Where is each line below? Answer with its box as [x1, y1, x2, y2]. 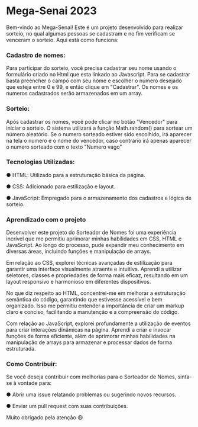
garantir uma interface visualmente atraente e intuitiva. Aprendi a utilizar [6, 265, 182, 273]
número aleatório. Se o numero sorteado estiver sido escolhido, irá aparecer [6, 130, 192, 137]
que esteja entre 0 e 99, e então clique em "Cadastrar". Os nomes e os [6, 84, 178, 91]
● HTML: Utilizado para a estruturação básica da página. [6, 171, 146, 178]
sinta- [177, 373, 192, 380]
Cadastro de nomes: [6, 51, 66, 59]
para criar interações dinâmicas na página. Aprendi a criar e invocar [6, 326, 171, 333]
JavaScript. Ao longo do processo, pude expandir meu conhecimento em [6, 242, 184, 249]
